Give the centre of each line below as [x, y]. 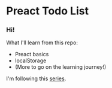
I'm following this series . [36, 78]
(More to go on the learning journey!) [60, 67]
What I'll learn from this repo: [42, 43]
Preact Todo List [47, 11]
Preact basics [32, 54]
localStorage [31, 60]
